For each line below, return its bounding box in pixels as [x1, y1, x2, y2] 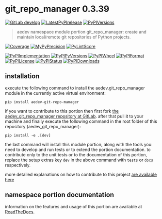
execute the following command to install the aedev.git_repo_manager [5, 85, 145, 91]
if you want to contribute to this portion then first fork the [5, 108, 119, 114]
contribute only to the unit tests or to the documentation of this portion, [5, 152, 147, 157]
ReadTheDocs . [5, 209, 35, 215]
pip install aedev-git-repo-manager [5, 100, 79, 104]
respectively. [5, 162, 31, 168]
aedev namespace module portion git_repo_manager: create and [16, 29, 146, 34]
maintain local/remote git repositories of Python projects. [16, 34, 131, 40]
